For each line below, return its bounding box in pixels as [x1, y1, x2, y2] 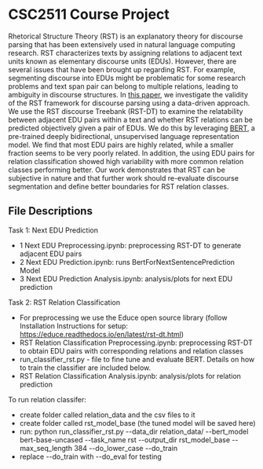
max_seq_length [19, 443, 73, 453]
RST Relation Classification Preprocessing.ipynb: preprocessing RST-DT [19, 338, 254, 347]
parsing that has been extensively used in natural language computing [8, 39, 236, 49]
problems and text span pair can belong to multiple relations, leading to [8, 81, 239, 91]
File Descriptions [8, 204, 93, 218]
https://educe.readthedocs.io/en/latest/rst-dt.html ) [19, 329, 184, 339]
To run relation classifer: [8, 394, 86, 404]
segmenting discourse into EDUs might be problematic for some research [8, 73, 246, 82]
